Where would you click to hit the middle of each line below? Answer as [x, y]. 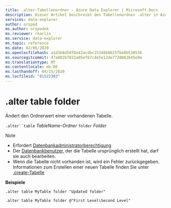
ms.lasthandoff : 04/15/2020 [35, 72]
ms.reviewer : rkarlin [28, 34]
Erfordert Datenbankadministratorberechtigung [62, 145]
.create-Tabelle [28, 172]
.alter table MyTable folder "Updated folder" [55, 192]
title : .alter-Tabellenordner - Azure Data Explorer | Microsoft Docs [82, 10]
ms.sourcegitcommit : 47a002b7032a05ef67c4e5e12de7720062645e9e [74, 57]
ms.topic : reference [27, 43]
